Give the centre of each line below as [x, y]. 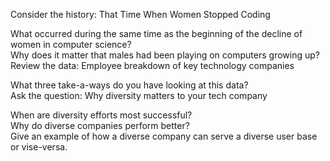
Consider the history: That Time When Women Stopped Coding [140, 14]
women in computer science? [71, 44]
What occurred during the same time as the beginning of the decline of [156, 33]
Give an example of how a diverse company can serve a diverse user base [164, 136]
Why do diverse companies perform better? [100, 125]
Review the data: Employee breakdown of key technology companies [152, 65]
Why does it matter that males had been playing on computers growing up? [165, 55]
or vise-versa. [39, 147]
